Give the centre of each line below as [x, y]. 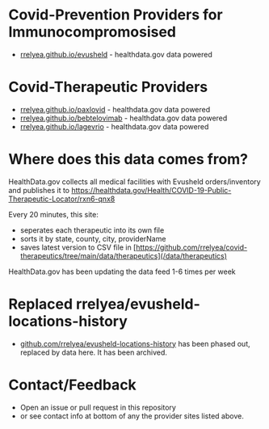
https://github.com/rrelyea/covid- [192, 247]
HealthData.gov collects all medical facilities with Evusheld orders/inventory [134, 181]
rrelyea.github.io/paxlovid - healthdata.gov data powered [115, 109]
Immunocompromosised [92, 32]
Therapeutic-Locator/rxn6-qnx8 [62, 199]
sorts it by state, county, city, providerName [93, 238]
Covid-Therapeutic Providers [108, 87]
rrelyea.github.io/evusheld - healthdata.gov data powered [116, 54]
